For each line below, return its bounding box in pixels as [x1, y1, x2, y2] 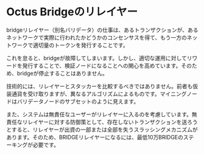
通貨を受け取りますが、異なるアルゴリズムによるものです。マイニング [11, 90, 187, 97]
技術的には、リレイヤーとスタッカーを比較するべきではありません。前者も [6, 82, 193, 89]
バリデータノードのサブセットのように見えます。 [16, 97, 139, 105]
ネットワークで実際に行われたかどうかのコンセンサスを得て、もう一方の [6, 33, 187, 41]
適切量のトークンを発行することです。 [32, 41, 129, 49]
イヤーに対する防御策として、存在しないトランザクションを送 [32, 118, 188, 125]
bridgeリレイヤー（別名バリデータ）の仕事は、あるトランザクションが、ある [6, 26, 199, 33]
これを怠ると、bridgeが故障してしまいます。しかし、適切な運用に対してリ [6, 54, 192, 61]
